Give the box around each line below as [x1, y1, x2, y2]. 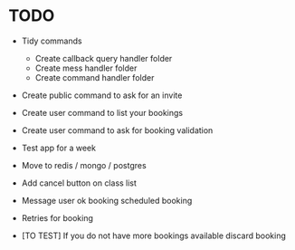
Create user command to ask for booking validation [21, 124, 214, 136]
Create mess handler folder [34, 62, 138, 73]
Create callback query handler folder [34, 53, 173, 63]
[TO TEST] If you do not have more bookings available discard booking [21, 230, 287, 241]
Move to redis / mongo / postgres [21, 159, 147, 170]
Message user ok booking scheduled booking [21, 195, 193, 206]
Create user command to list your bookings [21, 107, 183, 118]
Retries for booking [21, 212, 94, 223]
